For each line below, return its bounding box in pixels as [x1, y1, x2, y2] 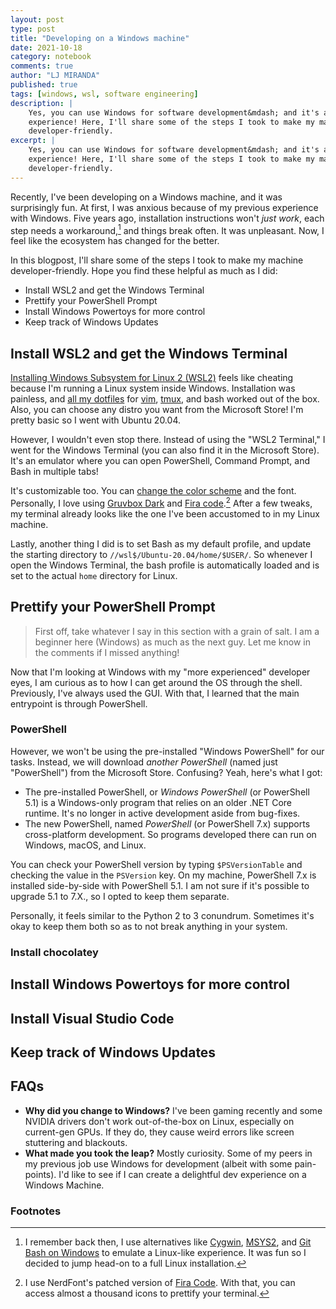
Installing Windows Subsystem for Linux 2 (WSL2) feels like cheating [10, 372, 294, 384]
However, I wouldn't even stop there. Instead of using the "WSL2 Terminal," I [10, 434, 326, 446]
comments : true [10, 61, 74, 71]
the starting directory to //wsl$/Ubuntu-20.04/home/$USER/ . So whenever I [10, 548, 313, 560]
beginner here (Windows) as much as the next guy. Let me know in [34, 636, 312, 648]
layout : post [10, 14, 65, 25]
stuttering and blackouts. [24, 1136, 128, 1148]
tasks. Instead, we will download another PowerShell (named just [10, 756, 278, 768]
